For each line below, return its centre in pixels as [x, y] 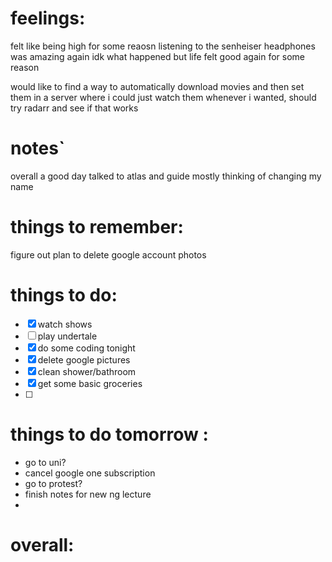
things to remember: [97, 227]
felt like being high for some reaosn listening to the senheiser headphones [163, 46]
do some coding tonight [86, 348]
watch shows [65, 324]
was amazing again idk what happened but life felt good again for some [157, 56]
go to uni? [45, 462]
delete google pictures [84, 359]
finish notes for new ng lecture [88, 494]
